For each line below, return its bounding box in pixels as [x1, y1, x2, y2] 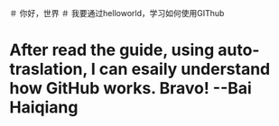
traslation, [9, 59, 88, 79]
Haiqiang [9, 97, 79, 118]
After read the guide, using [9, 40, 215, 60]
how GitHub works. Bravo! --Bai [9, 78, 253, 99]
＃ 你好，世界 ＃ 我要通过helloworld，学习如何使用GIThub [9, 8, 225, 18]
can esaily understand [98, 59, 271, 79]
